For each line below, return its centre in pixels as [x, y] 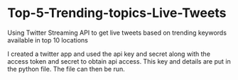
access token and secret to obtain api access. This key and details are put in [119, 61]
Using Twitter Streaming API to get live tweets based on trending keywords [117, 33]
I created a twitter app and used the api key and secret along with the [109, 54]
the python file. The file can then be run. [66, 69]
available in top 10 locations [48, 40]
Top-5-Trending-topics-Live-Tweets [117, 13]
